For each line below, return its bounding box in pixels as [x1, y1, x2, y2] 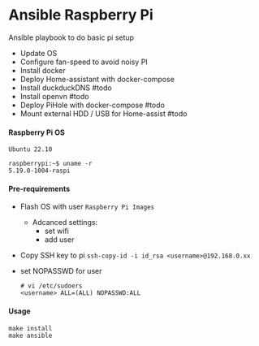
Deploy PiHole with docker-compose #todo [19, 100, 165, 110]
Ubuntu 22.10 [8, 145, 53, 154]
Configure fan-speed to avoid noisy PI [19, 57, 148, 67]
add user [44, 235, 75, 244]
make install [8, 324, 53, 332]
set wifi [44, 226, 69, 236]
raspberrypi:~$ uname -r [8, 160, 93, 168]
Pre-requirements [8, 184, 71, 193]
